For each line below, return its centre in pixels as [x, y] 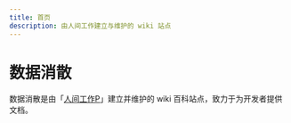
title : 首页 [30, 17]
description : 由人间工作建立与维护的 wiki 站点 [90, 26]
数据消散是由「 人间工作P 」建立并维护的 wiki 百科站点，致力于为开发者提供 [146, 99]
